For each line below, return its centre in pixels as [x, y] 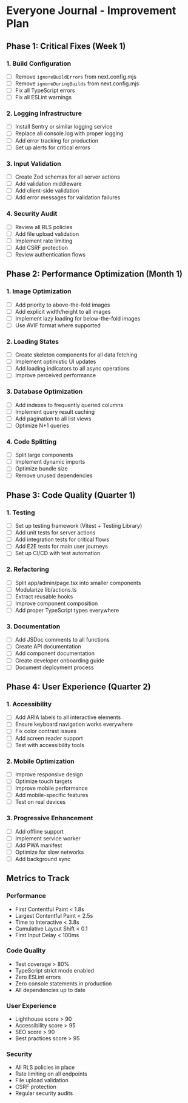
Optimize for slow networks [49, 852]
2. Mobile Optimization [40, 761]
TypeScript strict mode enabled [55, 970]
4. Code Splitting [32, 441]
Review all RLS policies [44, 227]
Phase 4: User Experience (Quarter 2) [79, 687]
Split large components [44, 455]
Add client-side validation [47, 191]
